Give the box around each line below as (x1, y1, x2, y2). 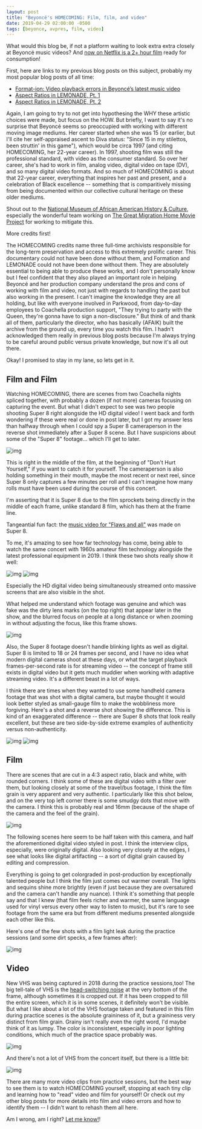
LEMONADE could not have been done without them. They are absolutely (6, 261, 189, 269)
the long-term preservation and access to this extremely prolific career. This (6, 248, 197, 255)
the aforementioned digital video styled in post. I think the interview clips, (6, 839, 189, 846)
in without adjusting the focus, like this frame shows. (6, 620, 137, 627)
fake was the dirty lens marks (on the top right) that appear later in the (6, 607, 181, 614)
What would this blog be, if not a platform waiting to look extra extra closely (6, 42, 195, 50)
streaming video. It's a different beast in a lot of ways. (6, 675, 140, 683)
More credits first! (6, 230, 51, 237)
